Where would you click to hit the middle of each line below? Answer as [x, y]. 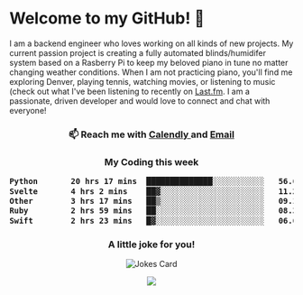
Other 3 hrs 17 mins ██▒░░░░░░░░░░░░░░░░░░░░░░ [137, 201]
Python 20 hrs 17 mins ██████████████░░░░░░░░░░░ [137, 181]
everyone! [28, 110]
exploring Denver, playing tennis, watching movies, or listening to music [142, 81]
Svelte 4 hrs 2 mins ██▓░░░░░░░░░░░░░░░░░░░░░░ [137, 191]
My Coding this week [151, 161]
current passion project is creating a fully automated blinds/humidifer [138, 52]
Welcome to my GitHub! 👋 [107, 18]
